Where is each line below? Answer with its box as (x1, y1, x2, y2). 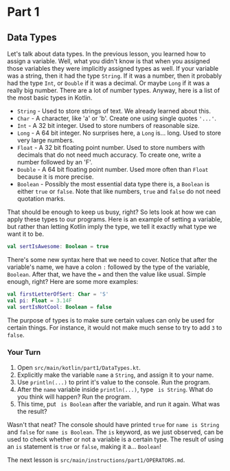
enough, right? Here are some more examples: (7, 277, 139, 285)
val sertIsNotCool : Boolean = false (7, 303, 112, 310)
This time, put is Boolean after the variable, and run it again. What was (16, 399, 220, 408)
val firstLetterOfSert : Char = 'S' (7, 290, 109, 298)
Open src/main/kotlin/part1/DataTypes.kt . (16, 363, 141, 371)
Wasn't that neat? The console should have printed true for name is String (7, 420, 220, 428)
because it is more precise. (16, 173, 94, 181)
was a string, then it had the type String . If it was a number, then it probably (7, 72, 222, 80)
